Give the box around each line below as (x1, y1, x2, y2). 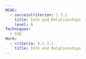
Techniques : (5, 27, 31, 32)
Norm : (5, 36, 17, 42)
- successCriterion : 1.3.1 (10, 12, 68, 17)
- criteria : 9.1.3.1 (10, 41, 54, 46)
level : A (14, 22, 33, 27)
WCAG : (5, 7, 17, 13)
